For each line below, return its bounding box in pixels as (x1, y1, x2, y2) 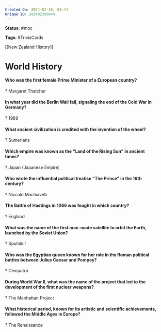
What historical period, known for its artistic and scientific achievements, (5, 306, 157, 312)
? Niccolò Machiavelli (5, 191, 48, 197)
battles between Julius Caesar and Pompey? (5, 257, 97, 263)
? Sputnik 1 (5, 240, 27, 246)
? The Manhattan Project (5, 295, 54, 301)
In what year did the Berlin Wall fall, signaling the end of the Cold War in (5, 99, 152, 105)
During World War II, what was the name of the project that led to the (5, 278, 146, 285)
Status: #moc (5, 25, 33, 31)
